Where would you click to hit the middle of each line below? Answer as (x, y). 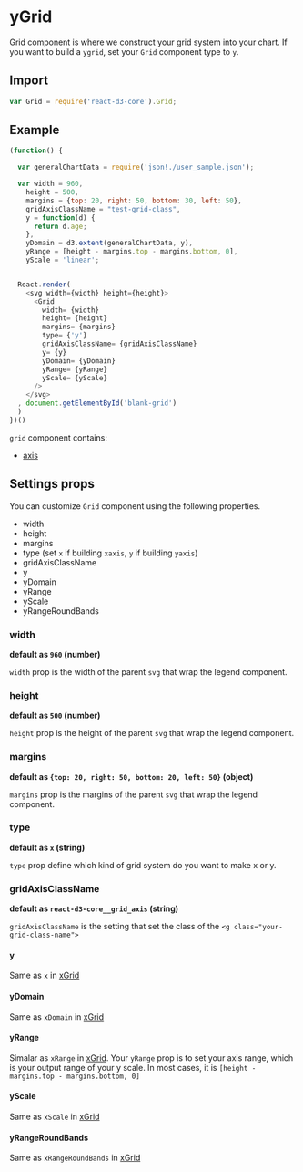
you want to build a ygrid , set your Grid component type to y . (124, 51)
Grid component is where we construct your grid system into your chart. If (149, 42)
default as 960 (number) (55, 654)
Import (29, 81)
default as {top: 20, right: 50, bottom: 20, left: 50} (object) (131, 776)
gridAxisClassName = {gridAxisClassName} (120, 344)
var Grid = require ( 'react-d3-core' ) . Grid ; (93, 101)
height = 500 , (52, 192)
